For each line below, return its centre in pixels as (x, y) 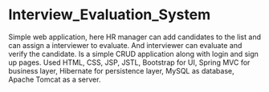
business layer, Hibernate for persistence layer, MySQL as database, (121, 70)
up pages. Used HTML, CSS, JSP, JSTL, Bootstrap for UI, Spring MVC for (129, 62)
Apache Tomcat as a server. (55, 79)
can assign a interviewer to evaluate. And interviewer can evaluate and (125, 45)
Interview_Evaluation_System (110, 15)
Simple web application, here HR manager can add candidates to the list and (134, 37)
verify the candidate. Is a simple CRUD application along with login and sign (134, 54)
